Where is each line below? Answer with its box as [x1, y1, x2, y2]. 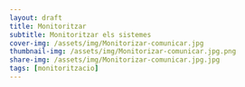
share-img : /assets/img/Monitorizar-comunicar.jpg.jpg [9, 55, 221, 64]
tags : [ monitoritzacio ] [9, 64, 99, 73]
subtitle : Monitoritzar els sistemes [9, 30, 152, 39]
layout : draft [9, 13, 63, 23]
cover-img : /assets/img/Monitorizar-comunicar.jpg [9, 38, 204, 48]
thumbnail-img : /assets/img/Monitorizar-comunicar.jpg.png [9, 47, 237, 56]
